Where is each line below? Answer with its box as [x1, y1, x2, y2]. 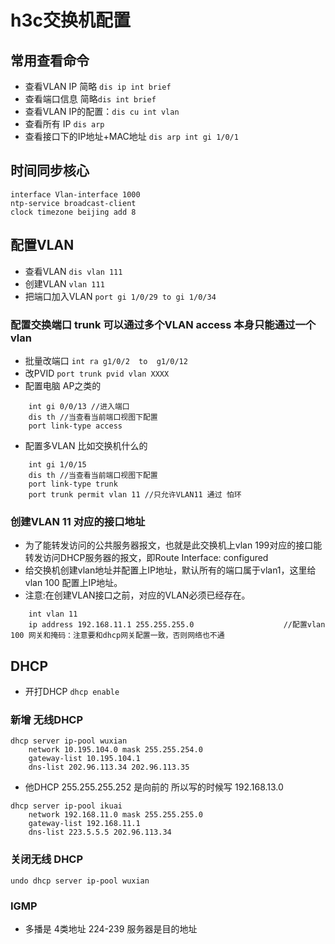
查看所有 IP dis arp [24, 118, 105, 130]
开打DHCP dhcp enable [24, 686, 120, 698]
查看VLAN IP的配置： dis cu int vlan [24, 106, 180, 117]
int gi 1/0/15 [28, 459, 87, 470]
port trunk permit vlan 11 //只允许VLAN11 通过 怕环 [28, 489, 242, 500]
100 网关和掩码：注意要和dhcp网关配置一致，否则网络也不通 [10, 631, 225, 641]
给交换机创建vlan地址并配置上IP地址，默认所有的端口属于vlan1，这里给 [24, 564, 317, 576]
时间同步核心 [10, 162, 90, 180]
